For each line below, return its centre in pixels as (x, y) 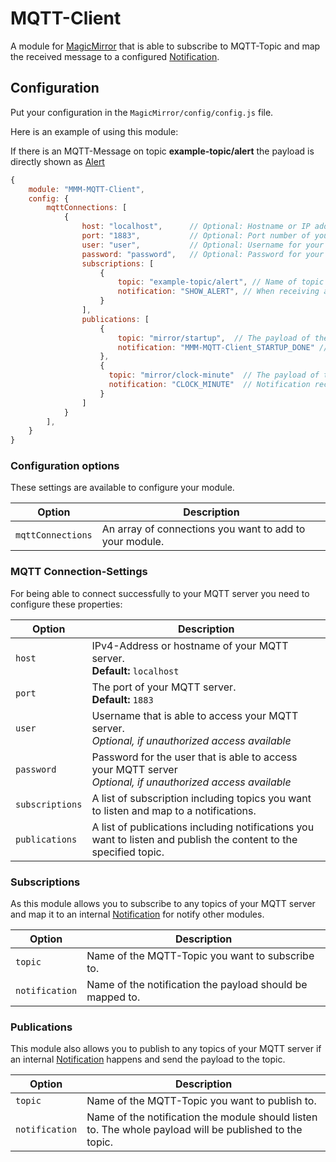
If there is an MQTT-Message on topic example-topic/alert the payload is (162, 151)
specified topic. (128, 852)
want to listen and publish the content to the (194, 839)
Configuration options (65, 466)
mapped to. (113, 997)
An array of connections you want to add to (203, 529)
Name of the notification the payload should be (197, 985)
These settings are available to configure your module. (122, 488)
